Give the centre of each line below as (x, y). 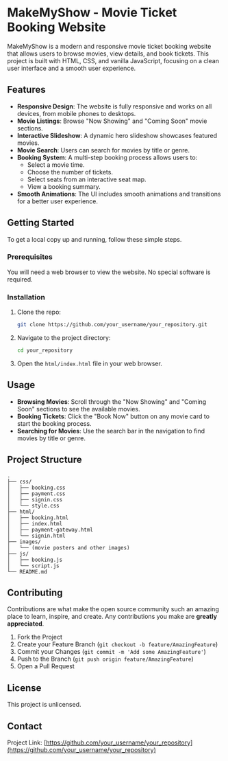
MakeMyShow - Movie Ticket (92, 13)
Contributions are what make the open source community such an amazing (113, 609)
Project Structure (45, 460)
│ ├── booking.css (37, 488)
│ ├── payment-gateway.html (50, 530)
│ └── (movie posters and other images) (68, 547)
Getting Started (41, 223)
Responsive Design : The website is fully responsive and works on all (114, 106)
